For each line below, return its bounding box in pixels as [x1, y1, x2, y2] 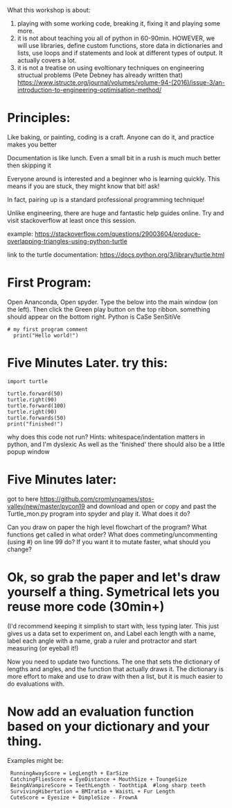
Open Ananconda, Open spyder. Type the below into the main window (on [7, 298, 218, 306]
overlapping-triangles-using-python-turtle [7, 237, 128, 245]
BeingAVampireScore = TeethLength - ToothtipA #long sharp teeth [10, 782, 206, 789]
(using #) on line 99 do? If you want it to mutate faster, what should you [7, 537, 211, 546]
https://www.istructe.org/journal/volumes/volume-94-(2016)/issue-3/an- [17, 78, 225, 86]
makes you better [7, 140, 57, 149]
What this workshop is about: [7, 6, 91, 14]
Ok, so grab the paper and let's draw [7, 569, 221, 585]
